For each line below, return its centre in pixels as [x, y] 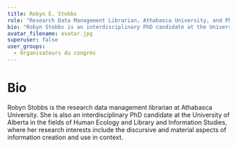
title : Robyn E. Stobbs [42, 14]
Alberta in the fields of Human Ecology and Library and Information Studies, [117, 122]
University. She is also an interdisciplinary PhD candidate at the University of [119, 115]
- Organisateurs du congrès [55, 53]
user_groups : [26, 46]
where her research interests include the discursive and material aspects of [117, 129]
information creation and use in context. [65, 137]
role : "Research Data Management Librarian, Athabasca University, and [115, 20]
